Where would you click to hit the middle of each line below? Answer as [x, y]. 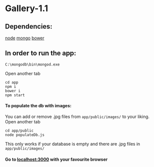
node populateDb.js [25, 135]
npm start [15, 95]
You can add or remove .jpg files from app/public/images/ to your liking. [77, 117]
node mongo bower [25, 38]
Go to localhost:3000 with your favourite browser [57, 159]
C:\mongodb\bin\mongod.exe [32, 64]
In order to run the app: [41, 53]
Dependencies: [29, 26]
